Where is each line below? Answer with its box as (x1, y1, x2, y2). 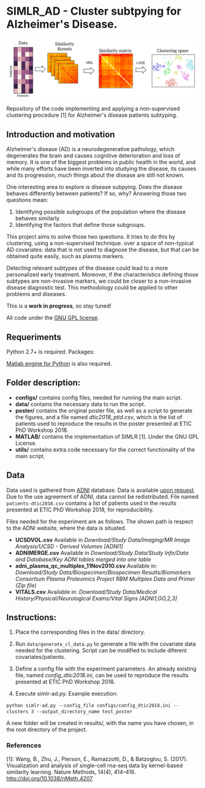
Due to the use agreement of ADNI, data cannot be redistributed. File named (6, 492, 199, 500)
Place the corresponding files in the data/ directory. (15, 628, 146, 636)
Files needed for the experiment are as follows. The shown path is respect (6, 518, 193, 525)
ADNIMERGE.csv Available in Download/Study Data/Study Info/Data (15, 549, 188, 556)
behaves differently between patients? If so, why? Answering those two (6, 190, 187, 197)
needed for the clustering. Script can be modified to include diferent (15, 647, 187, 654)
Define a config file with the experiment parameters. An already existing (15, 665, 197, 672)
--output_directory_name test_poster (36, 708, 133, 715)
